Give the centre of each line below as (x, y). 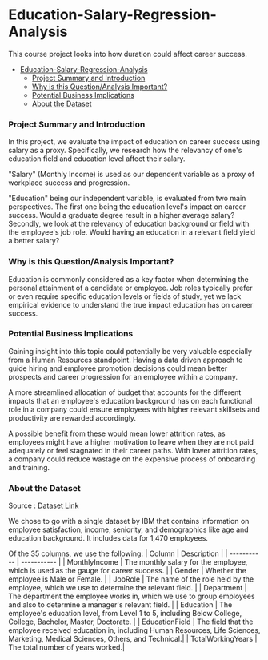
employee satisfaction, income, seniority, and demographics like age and (129, 529)
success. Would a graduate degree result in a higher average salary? (122, 215)
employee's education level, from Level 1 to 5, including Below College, (125, 614)
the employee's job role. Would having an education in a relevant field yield (132, 232)
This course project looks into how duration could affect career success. (128, 54)
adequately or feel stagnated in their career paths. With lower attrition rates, (133, 450)
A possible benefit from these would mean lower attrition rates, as (117, 433)
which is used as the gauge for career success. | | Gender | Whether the (127, 571)
